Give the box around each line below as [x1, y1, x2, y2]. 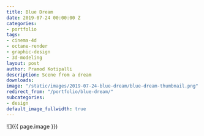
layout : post [6, 60, 40, 66]
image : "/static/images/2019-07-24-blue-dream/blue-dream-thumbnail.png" [6, 83, 199, 89]
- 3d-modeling [6, 55, 43, 61]
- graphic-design [6, 49, 51, 55]
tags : [6, 32, 20, 38]
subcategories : [6, 94, 45, 100]
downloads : [6, 77, 34, 83]
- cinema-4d [6, 37, 37, 43]
